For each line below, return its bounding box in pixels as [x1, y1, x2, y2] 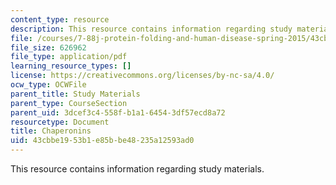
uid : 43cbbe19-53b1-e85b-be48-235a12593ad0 [10, 136, 195, 146]
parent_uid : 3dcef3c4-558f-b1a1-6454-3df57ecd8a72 [10, 107, 226, 118]
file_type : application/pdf [10, 52, 128, 62]
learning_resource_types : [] [10, 61, 132, 71]
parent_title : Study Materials [10, 89, 141, 99]
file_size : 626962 [10, 42, 87, 53]
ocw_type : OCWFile [10, 80, 87, 90]
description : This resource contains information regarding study [10, 24, 293, 34]
